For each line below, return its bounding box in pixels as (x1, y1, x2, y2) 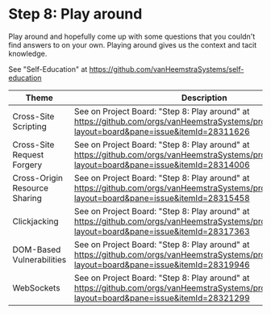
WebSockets (12, 282, 60, 293)
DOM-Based (12, 244, 61, 255)
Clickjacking (12, 216, 59, 227)
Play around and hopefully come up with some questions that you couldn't (8, 31, 256, 41)
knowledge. (8, 48, 48, 58)
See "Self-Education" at (8, 64, 88, 73)
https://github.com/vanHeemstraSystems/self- (89, 64, 244, 73)
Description (181, 92, 227, 103)
